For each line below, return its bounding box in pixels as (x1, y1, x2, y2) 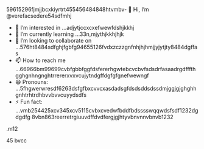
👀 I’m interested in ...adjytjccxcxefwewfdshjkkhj (15, 24, 135, 31)
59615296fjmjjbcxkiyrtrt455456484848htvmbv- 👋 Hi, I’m (6, 6, 149, 13)
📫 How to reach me (15, 57, 66, 64)
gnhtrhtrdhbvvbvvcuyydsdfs (15, 91, 87, 99)
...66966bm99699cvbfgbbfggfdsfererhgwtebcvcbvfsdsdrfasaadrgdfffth (15, 66, 196, 72)
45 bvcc (6, 137, 27, 144)
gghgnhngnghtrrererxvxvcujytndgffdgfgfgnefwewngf (15, 72, 149, 79)
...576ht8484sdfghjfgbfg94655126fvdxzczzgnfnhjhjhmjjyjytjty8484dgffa (15, 43, 198, 50)
